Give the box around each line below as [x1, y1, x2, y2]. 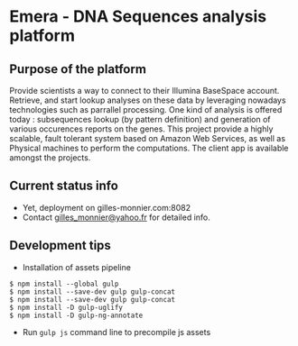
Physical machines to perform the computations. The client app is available [9, 142, 289, 153]
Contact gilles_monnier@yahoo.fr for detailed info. [22, 212, 210, 223]
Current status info [9, 178, 119, 194]
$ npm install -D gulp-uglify [9, 303, 124, 312]
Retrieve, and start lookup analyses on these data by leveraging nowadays [9, 95, 286, 105]
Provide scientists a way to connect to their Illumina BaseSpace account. [9, 86, 280, 96]
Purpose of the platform [9, 61, 147, 77]
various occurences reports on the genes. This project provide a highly [9, 123, 274, 134]
